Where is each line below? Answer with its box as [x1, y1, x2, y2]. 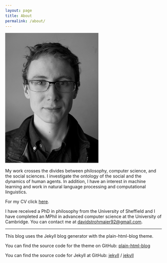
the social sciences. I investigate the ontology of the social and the [5, 173, 142, 179]
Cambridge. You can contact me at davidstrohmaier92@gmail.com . [5, 219, 143, 225]
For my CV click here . [5, 199, 50, 205]
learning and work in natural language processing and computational [5, 184, 146, 190]
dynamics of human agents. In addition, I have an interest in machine [5, 178, 146, 184]
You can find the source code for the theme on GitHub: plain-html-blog [5, 243, 151, 249]
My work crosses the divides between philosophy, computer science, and [5, 168, 157, 174]
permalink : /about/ [5, 18, 46, 23]
